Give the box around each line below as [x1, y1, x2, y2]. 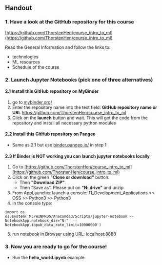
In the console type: [12, 200, 53, 206]
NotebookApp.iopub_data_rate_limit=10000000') [5, 223, 101, 227]
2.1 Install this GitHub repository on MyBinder [5, 88, 99, 94]
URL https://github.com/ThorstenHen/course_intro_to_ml [12, 109, 126, 115]
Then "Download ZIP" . [19, 180, 66, 185]
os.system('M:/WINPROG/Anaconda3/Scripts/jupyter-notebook [5, 214, 128, 219]
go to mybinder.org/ [12, 99, 52, 105]
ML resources [12, 59, 40, 65]
